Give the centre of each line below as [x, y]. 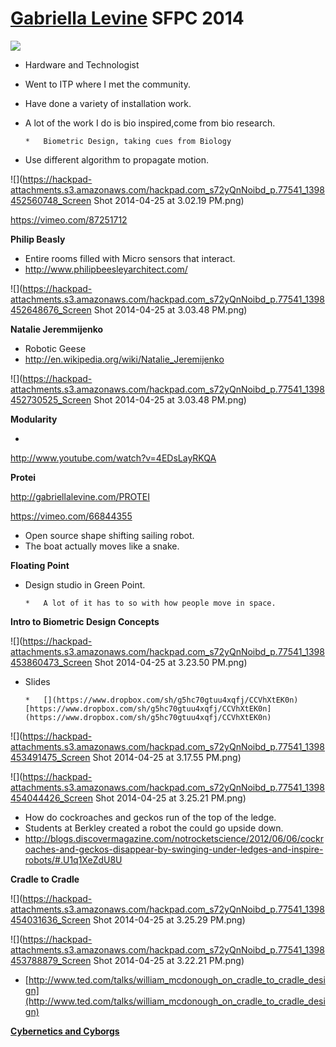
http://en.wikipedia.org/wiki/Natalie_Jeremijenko [124, 359]
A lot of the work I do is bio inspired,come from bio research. [150, 123]
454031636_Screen [50, 919]
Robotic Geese [55, 348]
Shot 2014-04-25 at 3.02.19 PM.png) [169, 200]
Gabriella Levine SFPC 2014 [127, 18]
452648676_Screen [51, 309]
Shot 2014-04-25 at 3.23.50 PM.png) [171, 662]
